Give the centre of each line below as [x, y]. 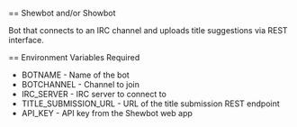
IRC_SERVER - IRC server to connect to [94, 94]
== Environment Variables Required [74, 57]
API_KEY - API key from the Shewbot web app [107, 113]
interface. [26, 40]
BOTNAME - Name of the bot [75, 75]
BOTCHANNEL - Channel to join [81, 84]
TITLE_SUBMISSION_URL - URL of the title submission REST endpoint [150, 104]
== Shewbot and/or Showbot [62, 13]
